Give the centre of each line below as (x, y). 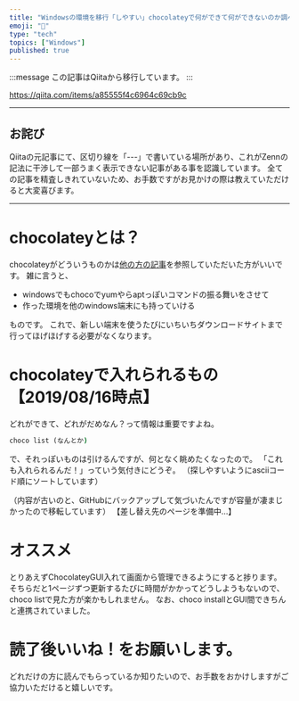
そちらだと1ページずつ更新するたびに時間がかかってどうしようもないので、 (147, 588)
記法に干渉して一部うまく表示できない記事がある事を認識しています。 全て (146, 168)
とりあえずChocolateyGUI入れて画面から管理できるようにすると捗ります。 (145, 577)
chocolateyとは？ (75, 238)
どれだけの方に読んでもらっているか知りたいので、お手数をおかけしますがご (149, 676)
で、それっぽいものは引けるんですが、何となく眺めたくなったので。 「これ (146, 458)
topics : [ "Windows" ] (48, 42)
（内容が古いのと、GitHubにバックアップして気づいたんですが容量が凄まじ (146, 499)
